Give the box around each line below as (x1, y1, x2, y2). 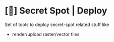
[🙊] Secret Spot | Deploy (5, 5, 107, 16)
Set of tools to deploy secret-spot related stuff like (5, 21, 109, 27)
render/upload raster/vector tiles (12, 31, 80, 37)
